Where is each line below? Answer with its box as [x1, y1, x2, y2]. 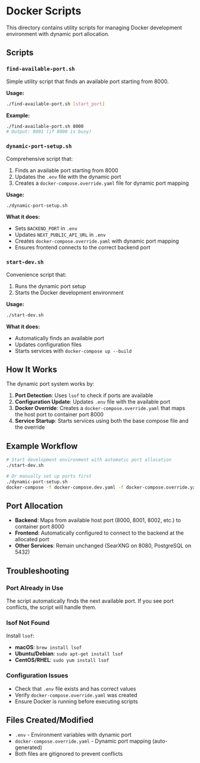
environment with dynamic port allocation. [6, 30, 110, 37]
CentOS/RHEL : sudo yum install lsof [14, 657, 110, 664]
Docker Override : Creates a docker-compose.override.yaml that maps [14, 405, 186, 412]
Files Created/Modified [6, 715, 94, 725]
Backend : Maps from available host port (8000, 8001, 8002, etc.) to [14, 517, 182, 524]
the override [14, 423, 45, 431]
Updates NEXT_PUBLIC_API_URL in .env [14, 231, 106, 239]
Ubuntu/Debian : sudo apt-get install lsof [14, 650, 123, 657]
